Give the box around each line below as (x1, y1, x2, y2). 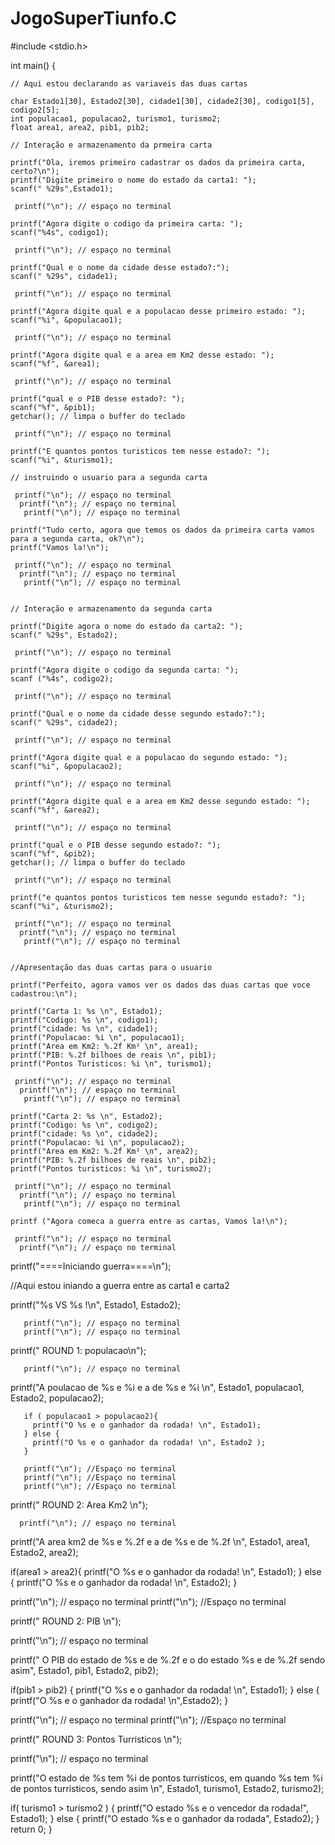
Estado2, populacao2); (10, 1392, 105, 1404)
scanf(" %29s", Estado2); (10, 630, 118, 640)
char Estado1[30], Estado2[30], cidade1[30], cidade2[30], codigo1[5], (10, 96, 315, 106)
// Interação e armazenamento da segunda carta (10, 603, 213, 614)
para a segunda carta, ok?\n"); (10, 533, 145, 544)
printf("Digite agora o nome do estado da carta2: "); (10, 621, 244, 631)
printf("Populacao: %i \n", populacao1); (10, 1032, 186, 1042)
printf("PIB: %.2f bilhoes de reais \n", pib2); (10, 1155, 217, 1165)
